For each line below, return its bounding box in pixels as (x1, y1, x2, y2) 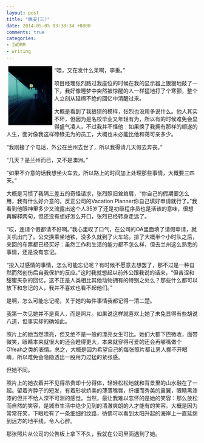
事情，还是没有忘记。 (6, 248, 59, 256)
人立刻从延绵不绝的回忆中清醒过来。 (53, 94, 144, 102)
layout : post (6, 10, 39, 16)
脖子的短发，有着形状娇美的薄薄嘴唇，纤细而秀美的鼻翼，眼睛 (32, 386, 187, 394)
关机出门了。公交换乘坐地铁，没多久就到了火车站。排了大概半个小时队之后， (6, 233, 198, 240)
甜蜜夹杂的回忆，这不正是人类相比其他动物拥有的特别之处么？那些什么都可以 (6, 276, 198, 284)
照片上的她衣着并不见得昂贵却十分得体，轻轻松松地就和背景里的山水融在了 (6, 379, 192, 386)
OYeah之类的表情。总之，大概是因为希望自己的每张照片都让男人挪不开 (6, 346, 183, 353)
